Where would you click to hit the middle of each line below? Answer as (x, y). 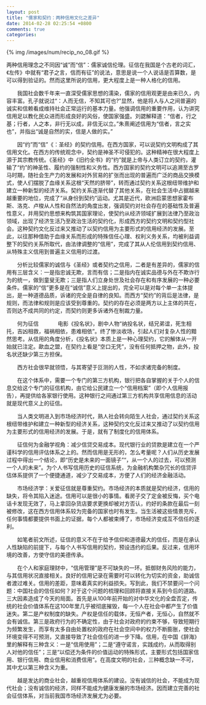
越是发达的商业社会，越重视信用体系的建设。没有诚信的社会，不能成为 (105, 680)
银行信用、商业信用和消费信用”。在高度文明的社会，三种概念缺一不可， (107, 660)
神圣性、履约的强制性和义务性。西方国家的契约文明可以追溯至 (111, 168)
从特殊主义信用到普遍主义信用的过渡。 (55, 252)
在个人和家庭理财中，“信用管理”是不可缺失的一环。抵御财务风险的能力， (108, 568)
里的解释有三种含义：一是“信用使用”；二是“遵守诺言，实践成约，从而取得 (99, 644)
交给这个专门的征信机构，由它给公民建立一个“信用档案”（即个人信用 (97, 388)
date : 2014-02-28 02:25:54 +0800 (49, 23)
